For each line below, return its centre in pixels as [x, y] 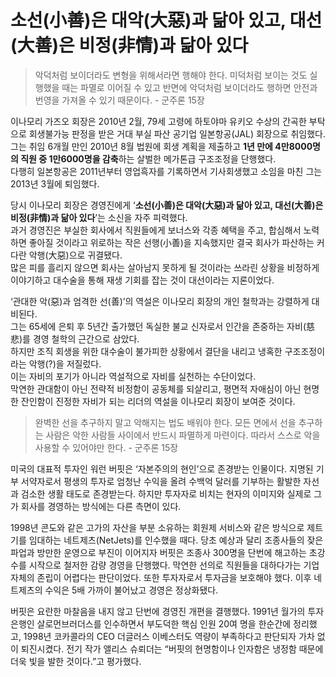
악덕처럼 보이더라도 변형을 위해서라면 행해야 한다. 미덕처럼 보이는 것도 [171, 75]
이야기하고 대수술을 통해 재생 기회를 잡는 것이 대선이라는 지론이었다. [142, 280]
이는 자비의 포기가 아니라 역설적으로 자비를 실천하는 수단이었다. [133, 376]
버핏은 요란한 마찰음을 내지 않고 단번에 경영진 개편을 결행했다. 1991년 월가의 [158, 611]
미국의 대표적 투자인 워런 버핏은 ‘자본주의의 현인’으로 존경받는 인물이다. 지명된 [162, 468]
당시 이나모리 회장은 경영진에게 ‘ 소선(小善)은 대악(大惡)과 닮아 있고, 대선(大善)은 [167, 205]
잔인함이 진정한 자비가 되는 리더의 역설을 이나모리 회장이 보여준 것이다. [158, 401]
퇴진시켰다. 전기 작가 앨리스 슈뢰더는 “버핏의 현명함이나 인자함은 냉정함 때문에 [172, 648]
